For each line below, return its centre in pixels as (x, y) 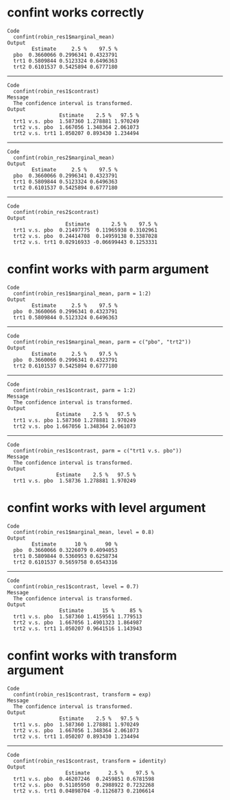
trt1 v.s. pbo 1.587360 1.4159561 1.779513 (78, 616)
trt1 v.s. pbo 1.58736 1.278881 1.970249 (75, 481)
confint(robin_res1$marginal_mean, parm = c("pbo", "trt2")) (102, 342)
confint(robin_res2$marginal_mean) (64, 158)
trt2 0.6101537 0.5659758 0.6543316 (65, 562)
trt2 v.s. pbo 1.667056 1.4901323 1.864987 (78, 622)
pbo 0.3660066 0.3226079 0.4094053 (65, 550)
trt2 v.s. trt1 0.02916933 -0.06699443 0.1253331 (85, 242)
